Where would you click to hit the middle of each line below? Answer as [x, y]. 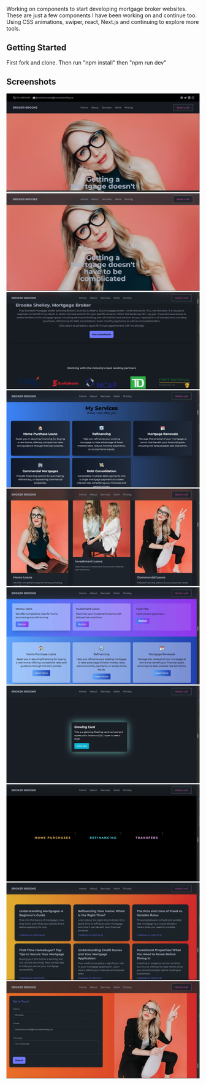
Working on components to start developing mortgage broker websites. [97, 9]
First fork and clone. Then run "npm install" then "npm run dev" [86, 62]
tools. [13, 28]
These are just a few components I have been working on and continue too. [102, 15]
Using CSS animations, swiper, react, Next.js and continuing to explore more [103, 22]
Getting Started [36, 48]
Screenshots [31, 82]
